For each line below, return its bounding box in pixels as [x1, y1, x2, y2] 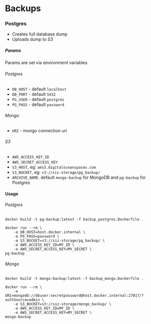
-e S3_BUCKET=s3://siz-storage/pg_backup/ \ [14, 238, 105, 243]
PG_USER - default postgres [12, 96, 64, 102]
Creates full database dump [12, 31, 68, 37]
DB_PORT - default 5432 [12, 91, 56, 97]
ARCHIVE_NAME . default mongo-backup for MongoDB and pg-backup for [12, 174, 146, 180]
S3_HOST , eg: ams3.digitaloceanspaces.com [12, 164, 96, 170]
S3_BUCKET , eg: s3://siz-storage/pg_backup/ [12, 170, 101, 175]
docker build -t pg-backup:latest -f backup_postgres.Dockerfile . [5, 217, 144, 222]
